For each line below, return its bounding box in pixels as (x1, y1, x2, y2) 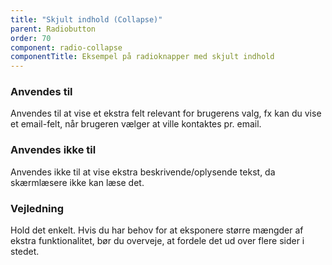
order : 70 (10, 33, 52, 43)
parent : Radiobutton (10, 24, 97, 34)
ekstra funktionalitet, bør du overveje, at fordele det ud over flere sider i (10, 235, 305, 247)
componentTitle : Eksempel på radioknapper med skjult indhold (10, 52, 275, 62)
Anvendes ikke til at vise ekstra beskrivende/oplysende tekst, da (10, 166, 276, 178)
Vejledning (10, 201, 65, 215)
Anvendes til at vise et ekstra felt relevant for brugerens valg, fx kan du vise (10, 107, 322, 120)
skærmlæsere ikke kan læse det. (10, 176, 145, 188)
